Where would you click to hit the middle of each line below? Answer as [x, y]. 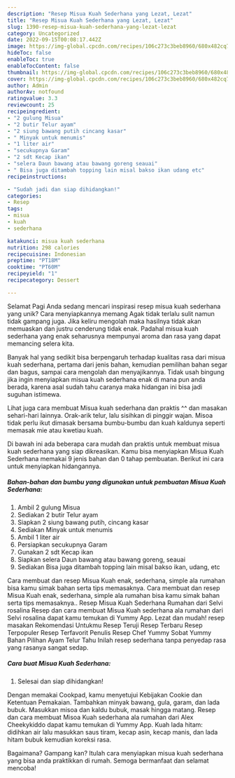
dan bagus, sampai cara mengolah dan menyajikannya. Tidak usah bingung [116, 371]
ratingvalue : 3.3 [33, 99]
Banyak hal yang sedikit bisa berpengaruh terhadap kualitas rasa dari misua [116, 357]
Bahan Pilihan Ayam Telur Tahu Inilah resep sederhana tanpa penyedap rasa [117, 640]
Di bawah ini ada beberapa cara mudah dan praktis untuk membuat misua [114, 444]
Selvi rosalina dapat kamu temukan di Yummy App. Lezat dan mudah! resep [116, 617]
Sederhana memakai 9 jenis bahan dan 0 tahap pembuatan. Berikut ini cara [115, 458]
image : [17, 46]
